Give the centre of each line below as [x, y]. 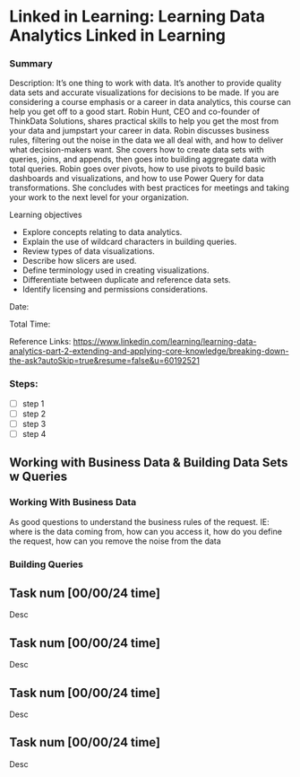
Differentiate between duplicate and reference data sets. [126, 280]
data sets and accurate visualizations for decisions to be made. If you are [144, 92]
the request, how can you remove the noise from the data [115, 541]
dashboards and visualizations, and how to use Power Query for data [137, 179]
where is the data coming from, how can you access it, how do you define [146, 531]
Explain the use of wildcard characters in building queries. [129, 242]
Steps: [24, 384]
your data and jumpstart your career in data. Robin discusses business [140, 131]
